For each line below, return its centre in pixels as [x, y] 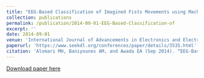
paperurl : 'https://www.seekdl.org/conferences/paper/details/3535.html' [102, 46]
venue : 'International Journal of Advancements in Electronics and [93, 40]
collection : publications [39, 18]
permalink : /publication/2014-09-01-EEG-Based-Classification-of [90, 23]
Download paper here [33, 68]
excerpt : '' [21, 29]
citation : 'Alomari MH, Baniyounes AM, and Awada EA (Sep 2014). [90, 51]
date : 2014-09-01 [28, 34]
